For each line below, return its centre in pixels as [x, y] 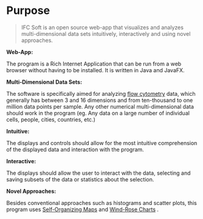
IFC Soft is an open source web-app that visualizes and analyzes [102, 27]
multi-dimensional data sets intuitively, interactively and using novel [106, 33]
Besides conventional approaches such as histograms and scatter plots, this [102, 203]
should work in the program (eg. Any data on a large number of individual [98, 113]
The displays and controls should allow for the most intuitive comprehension [102, 143]
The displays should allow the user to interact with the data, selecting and [98, 173]
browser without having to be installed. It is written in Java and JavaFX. [95, 70]
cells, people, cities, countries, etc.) [51, 120]
